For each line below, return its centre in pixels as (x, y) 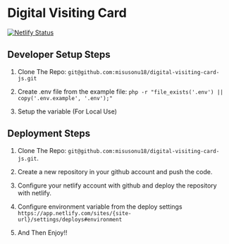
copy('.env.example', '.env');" (65, 98)
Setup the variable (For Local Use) (67, 111)
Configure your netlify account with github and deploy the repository (117, 185)
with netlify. (34, 193)
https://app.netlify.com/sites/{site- (74, 213)
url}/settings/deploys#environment (70, 219)
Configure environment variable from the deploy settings (100, 207)
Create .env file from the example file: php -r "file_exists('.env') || (120, 91)
